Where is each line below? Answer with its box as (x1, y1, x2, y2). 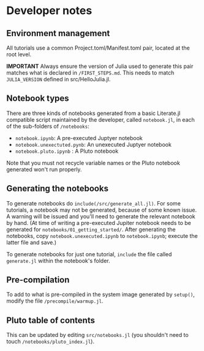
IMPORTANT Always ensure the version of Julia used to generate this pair (6, 62, 194, 70)
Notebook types (6, 93, 69, 104)
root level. (6, 51, 32, 58)
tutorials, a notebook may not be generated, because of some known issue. (6, 206, 197, 213)
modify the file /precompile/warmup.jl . (6, 297, 104, 305)
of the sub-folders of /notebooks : (6, 122, 90, 130)
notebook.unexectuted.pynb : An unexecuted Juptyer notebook (15, 141, 172, 148)
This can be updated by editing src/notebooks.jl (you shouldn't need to (6, 331, 189, 339)
